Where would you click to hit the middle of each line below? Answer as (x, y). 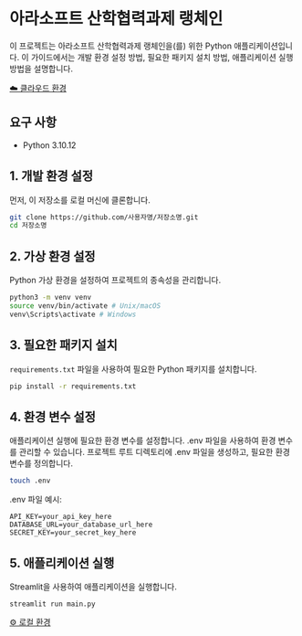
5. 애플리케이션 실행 (62, 563)
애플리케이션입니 (264, 46)
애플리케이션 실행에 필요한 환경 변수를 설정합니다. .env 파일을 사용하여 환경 (143, 440)
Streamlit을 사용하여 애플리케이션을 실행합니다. (94, 587)
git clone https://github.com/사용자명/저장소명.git (104, 217)
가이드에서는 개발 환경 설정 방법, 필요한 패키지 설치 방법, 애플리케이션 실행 (162, 57)
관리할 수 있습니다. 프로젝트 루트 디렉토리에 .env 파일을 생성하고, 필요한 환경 (154, 452)
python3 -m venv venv (51, 298)
